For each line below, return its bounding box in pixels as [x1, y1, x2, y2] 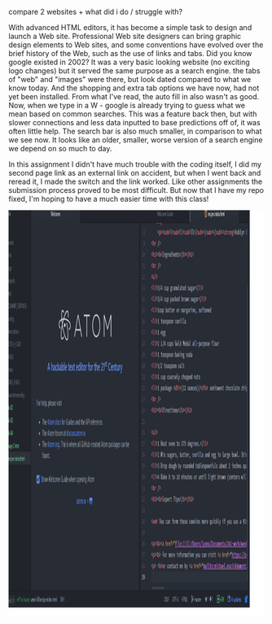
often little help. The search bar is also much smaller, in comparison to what [8, 126, 262, 136]
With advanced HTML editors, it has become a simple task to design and [8, 23, 252, 32]
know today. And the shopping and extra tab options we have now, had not [8, 83, 260, 93]
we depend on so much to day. [8, 144, 112, 153]
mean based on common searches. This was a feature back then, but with [8, 109, 257, 119]
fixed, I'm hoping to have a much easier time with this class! [8, 194, 209, 203]
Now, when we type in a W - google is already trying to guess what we [8, 101, 246, 110]
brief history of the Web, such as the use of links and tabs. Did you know [8, 49, 252, 58]
